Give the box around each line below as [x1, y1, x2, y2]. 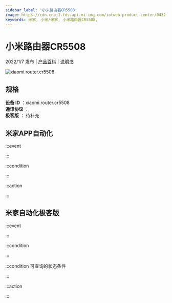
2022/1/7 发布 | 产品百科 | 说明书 [5, 58, 74, 65]
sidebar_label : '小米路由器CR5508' [5, 7, 78, 13]
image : [5, 12, 19, 17]
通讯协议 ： [5, 106, 29, 112]
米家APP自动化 [5, 129, 53, 137]
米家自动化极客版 [5, 209, 59, 217]
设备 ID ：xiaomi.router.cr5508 [5, 99, 70, 106]
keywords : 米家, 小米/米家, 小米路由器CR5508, [5, 17, 98, 22]
